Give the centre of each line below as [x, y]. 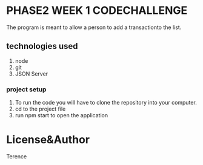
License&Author [48, 140]
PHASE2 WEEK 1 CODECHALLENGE [97, 11]
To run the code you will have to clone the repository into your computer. [106, 103]
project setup [26, 89]
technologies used [42, 46]
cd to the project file [40, 109]
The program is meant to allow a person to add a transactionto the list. [94, 27]
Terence [17, 156]
